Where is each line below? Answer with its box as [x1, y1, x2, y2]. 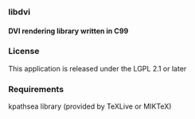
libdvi [8, 6, 30, 17]
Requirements [8, 83, 64, 94]
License [8, 46, 40, 57]
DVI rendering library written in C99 [8, 26, 129, 36]
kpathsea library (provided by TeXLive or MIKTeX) [8, 102, 172, 111]
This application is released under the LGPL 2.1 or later [8, 63, 187, 73]
